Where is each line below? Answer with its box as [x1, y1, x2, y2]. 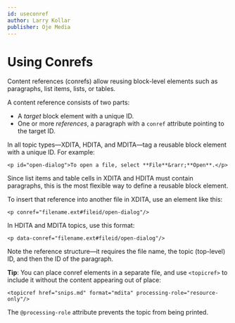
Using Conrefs [7, 54, 94, 70]
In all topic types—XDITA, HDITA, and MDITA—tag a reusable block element [7, 140, 227, 149]
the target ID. [17, 127, 56, 135]
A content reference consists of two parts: [7, 98, 130, 106]
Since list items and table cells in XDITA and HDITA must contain [7, 174, 193, 183]
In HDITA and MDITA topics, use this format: [7, 221, 135, 230]
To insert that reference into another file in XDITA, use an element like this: [7, 195, 223, 204]
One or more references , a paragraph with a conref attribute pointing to [17, 119, 224, 128]
